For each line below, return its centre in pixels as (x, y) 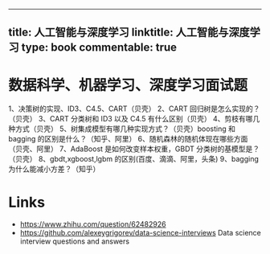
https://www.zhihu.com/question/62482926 (93, 224)
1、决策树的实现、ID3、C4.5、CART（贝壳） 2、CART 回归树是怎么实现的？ (134, 109)
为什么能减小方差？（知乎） (54, 169)
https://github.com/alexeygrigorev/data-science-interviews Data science (140, 233)
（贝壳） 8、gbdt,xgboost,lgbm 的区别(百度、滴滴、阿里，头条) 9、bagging (133, 159)
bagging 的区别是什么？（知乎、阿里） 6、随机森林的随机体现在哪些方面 (128, 139)
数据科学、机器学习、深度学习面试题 (128, 85)
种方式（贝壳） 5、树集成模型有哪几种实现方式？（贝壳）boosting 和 (122, 129)
